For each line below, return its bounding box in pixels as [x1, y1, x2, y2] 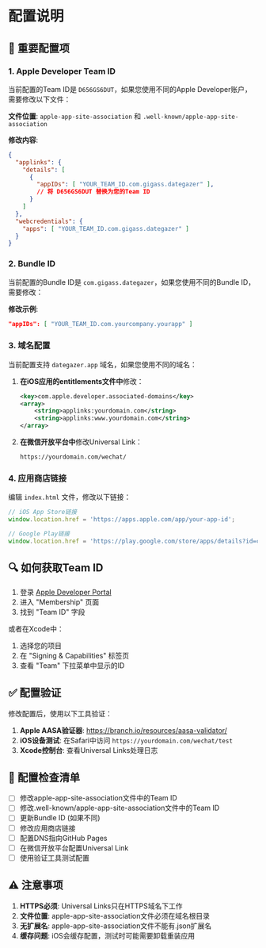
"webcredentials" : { [15, 217, 83, 225]
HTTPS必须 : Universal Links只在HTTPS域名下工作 [19, 901, 183, 911]
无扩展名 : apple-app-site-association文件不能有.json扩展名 [19, 921, 212, 931]
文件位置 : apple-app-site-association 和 [8, 111, 142, 121]
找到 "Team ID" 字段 [19, 607, 85, 616]
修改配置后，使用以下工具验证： [8, 708, 112, 718]
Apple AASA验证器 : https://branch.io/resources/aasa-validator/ [19, 725, 228, 735]
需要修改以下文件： [8, 94, 71, 104]
